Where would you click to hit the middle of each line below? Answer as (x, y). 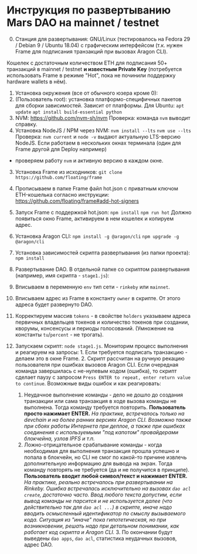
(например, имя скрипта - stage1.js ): (62, 275)
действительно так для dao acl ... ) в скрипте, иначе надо (98, 507)
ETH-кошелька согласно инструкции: (62, 194)
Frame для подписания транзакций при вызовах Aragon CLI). (91, 51)
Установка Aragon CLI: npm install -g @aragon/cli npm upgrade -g (97, 236)
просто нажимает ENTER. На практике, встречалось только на (104, 413)
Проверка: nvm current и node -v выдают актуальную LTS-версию (98, 136)
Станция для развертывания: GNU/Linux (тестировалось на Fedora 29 (103, 39)
